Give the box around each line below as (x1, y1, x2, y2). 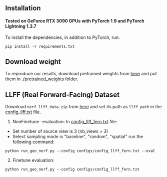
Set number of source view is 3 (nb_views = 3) (12, 128, 108, 134)
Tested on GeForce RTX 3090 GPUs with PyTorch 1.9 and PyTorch (5, 17, 144, 24)
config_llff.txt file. (5, 109, 41, 115)
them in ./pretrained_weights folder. (5, 76, 78, 82)
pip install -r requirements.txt (5, 44, 75, 49)
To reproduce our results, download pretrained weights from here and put (5, 71, 157, 77)
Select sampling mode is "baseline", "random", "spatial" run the (12, 134, 143, 140)
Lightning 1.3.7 (5, 23, 36, 29)
